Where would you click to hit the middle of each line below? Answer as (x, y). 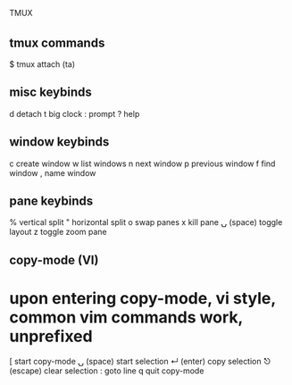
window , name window (53, 172)
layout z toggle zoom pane (58, 232)
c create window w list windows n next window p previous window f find (142, 163)
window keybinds (59, 142)
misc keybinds (50, 92)
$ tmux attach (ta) (42, 64)
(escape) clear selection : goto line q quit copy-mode (107, 371)
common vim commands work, (126, 318)
